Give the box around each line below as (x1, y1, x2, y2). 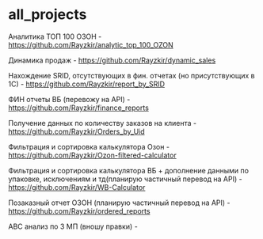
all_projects (8, 6, 87, 24)
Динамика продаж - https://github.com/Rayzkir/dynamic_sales (8, 55, 216, 65)
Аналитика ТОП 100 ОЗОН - (8, 32, 102, 41)
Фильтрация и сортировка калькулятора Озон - (8, 142, 170, 151)
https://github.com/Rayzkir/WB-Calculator (8, 182, 146, 192)
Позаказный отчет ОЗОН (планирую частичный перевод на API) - (8, 198, 231, 207)
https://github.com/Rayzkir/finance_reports (8, 103, 149, 112)
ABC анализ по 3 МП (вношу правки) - (8, 222, 139, 231)
